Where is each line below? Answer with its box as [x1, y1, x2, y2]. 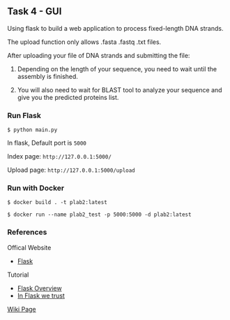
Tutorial [7, 270, 29, 279]
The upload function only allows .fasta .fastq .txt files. [7, 38, 162, 46]
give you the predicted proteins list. [17, 93, 119, 101]
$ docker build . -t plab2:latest [7, 199, 108, 206]
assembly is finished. [17, 72, 79, 80]
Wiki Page [7, 305, 36, 313]
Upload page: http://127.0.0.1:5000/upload [7, 166, 136, 174]
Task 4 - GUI [7, 6, 62, 17]
